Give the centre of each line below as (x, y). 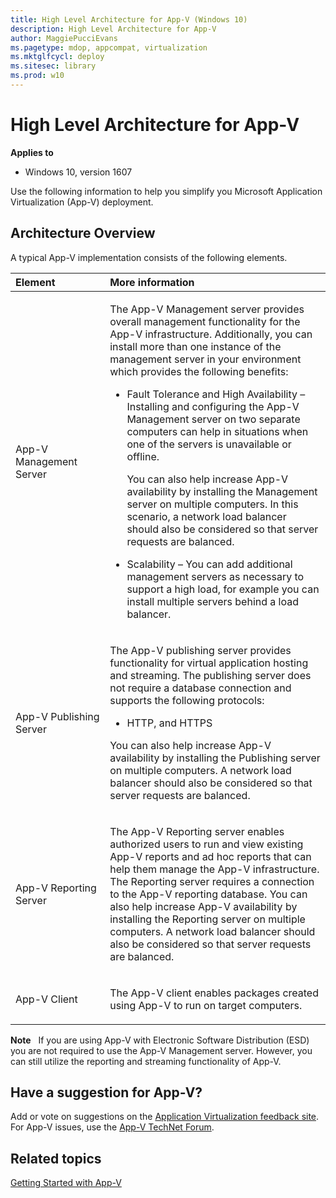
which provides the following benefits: (199, 371)
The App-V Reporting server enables (197, 831)
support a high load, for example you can (223, 589)
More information (152, 282)
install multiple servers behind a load (212, 601)
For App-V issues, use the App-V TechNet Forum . (112, 1127)
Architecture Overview (83, 233)
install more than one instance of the (195, 346)
